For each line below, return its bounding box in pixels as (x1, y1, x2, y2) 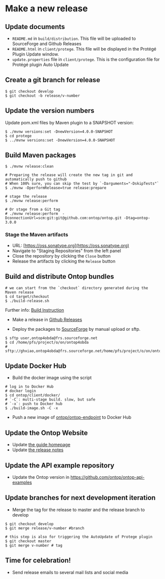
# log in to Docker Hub (5, 384, 54, 389)
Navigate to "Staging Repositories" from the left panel (12, 248, 121, 254)
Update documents (5, 23, 65, 31)
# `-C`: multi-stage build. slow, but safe (5, 397, 96, 402)
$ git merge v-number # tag (5, 543, 63, 548)
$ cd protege (5, 133, 32, 138)
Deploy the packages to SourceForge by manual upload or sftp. (12, 326, 141, 332)
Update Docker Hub (5, 362, 67, 370)
